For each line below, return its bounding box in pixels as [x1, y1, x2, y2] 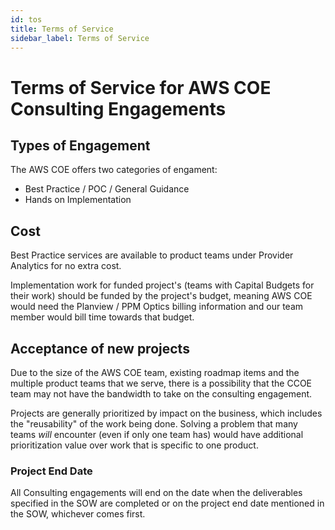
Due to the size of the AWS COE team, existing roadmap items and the [10, 367, 300, 378]
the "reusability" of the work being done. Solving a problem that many [10, 418, 298, 430]
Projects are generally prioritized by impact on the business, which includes [10, 407, 323, 419]
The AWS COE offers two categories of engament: [10, 164, 218, 176]
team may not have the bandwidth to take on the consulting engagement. [10, 388, 313, 400]
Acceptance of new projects [10, 340, 190, 357]
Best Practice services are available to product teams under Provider [10, 249, 294, 261]
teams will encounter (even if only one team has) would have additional [10, 429, 304, 440]
